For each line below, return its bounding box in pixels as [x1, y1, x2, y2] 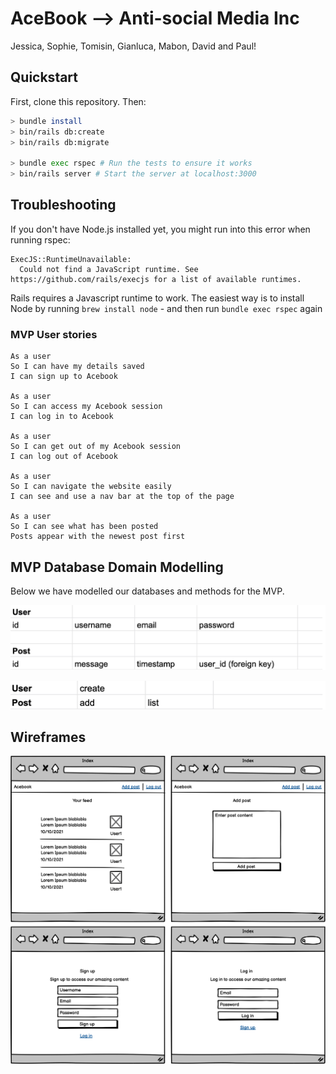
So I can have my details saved [10, 362, 145, 372]
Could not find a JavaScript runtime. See [19, 264, 199, 274]
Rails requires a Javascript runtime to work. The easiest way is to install [10, 292, 305, 304]
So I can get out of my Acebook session [10, 442, 182, 452]
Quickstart [10, 69, 79, 86]
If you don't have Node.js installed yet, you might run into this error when [10, 223, 311, 235]
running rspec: [10, 233, 71, 246]
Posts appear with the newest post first [10, 532, 186, 542]
